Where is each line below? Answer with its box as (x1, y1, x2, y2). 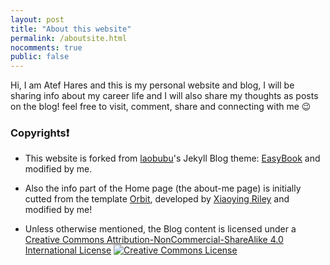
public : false (10, 52, 70, 62)
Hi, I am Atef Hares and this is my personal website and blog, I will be (10, 79, 295, 91)
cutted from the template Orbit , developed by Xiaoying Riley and (24, 193, 290, 205)
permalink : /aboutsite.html (10, 33, 128, 43)
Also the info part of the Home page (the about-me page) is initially (24, 182, 302, 195)
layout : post (10, 14, 65, 25)
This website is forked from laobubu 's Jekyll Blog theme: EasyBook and (24, 152, 321, 165)
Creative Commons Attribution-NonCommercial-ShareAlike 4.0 (24, 234, 284, 246)
